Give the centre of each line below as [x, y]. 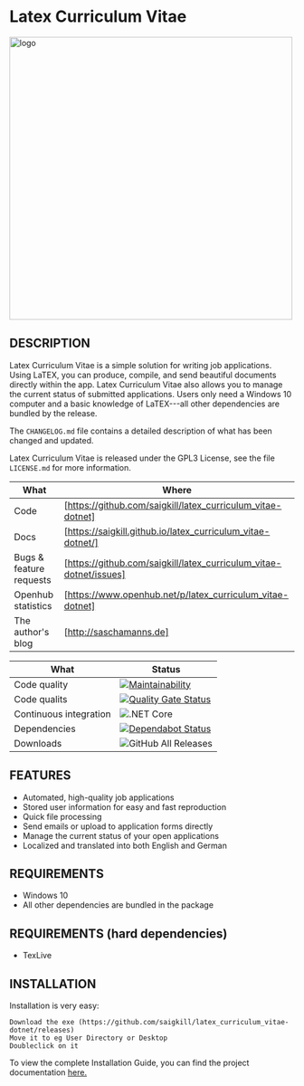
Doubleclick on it [44, 1046]
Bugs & [29, 557]
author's [32, 632]
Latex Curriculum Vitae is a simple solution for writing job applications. [141, 365]
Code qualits [41, 699]
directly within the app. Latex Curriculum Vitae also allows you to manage [146, 384]
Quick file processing [62, 816]
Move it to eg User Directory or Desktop [89, 1038]
